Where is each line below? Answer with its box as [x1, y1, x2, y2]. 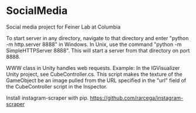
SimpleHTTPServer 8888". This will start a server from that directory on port [6, 47, 190, 54]
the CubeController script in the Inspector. [6, 83, 108, 90]
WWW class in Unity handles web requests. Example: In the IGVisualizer [6, 64, 180, 71]
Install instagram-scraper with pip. [6, 94, 89, 101]
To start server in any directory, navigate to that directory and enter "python [6, 34, 189, 41]
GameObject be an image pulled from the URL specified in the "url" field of [6, 77, 187, 84]
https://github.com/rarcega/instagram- [90, 94, 183, 101]
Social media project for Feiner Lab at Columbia [6, 23, 121, 30]
